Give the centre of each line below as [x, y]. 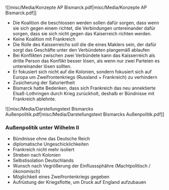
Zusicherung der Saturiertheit [44, 82]
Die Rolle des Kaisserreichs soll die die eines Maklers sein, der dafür [84, 45]
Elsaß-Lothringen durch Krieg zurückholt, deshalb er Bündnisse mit [83, 93]
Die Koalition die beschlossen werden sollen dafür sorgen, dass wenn [86, 23]
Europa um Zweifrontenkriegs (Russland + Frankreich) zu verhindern [85, 77]
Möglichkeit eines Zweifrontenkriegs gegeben [61, 177]
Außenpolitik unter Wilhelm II [42, 128]
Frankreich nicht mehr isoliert [44, 150]
